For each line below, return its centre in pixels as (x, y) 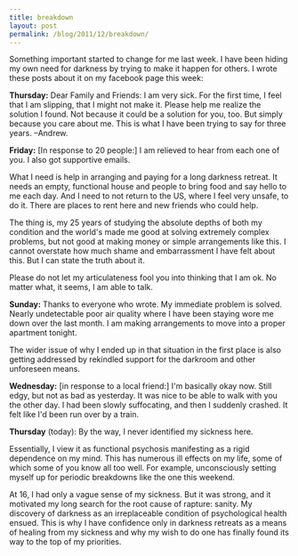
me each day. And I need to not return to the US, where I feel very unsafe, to (149, 196)
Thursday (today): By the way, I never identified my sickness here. (131, 431)
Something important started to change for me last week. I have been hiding (149, 60)
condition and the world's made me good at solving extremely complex (139, 232)
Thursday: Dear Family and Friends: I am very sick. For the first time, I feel (145, 95)
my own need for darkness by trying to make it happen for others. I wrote (143, 68)
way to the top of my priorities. (65, 542)
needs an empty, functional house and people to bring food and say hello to (148, 187)
